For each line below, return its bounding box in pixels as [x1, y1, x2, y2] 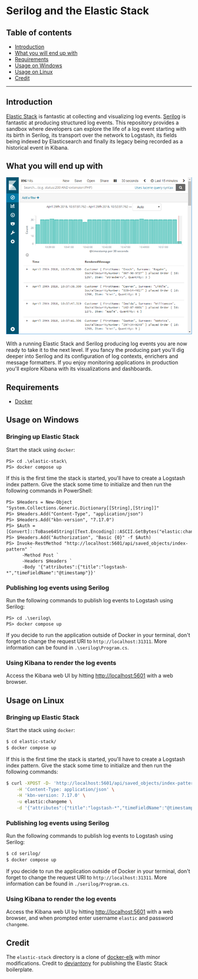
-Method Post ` [21, 552, 60, 558]
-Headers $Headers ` [21, 558, 72, 564]
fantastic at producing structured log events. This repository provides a [6, 119, 179, 126]
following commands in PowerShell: [6, 487, 93, 494]
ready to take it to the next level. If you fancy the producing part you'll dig [6, 347, 184, 354]
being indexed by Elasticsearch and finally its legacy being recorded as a [6, 137, 183, 145]
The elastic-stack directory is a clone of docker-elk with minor [6, 954, 160, 961]
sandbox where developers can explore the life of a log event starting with [6, 125, 187, 132]
